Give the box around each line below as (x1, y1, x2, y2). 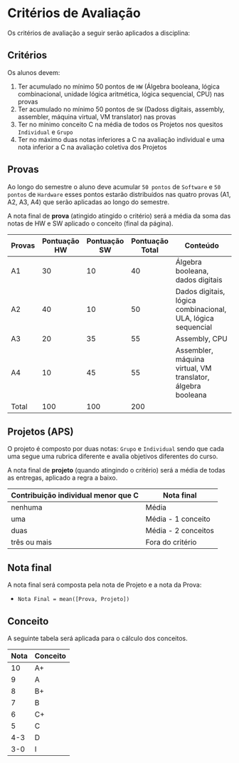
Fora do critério (145, 537, 197, 547)
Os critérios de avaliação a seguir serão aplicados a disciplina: (7, 29, 191, 37)
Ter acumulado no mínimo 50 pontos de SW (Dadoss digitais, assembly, (17, 105, 225, 113)
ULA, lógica (175, 313, 215, 323)
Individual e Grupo (17, 127, 73, 136)
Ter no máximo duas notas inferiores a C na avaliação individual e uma (17, 135, 225, 143)
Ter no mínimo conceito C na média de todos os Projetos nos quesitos (17, 120, 223, 128)
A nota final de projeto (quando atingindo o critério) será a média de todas (7, 466, 225, 475)
